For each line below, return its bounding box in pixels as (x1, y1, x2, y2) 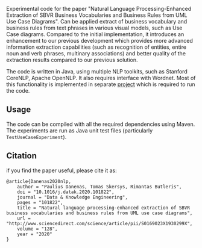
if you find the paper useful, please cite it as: (6, 167, 117, 174)
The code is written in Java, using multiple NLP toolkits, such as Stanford (6, 68, 188, 75)
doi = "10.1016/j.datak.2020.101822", (17, 189, 115, 195)
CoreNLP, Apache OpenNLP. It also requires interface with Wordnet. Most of (6, 75, 196, 81)
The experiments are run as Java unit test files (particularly (6, 126, 153, 134)
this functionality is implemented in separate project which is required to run (6, 81, 195, 88)
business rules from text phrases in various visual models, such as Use (6, 24, 183, 31)
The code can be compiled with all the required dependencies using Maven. (6, 120, 195, 128)
